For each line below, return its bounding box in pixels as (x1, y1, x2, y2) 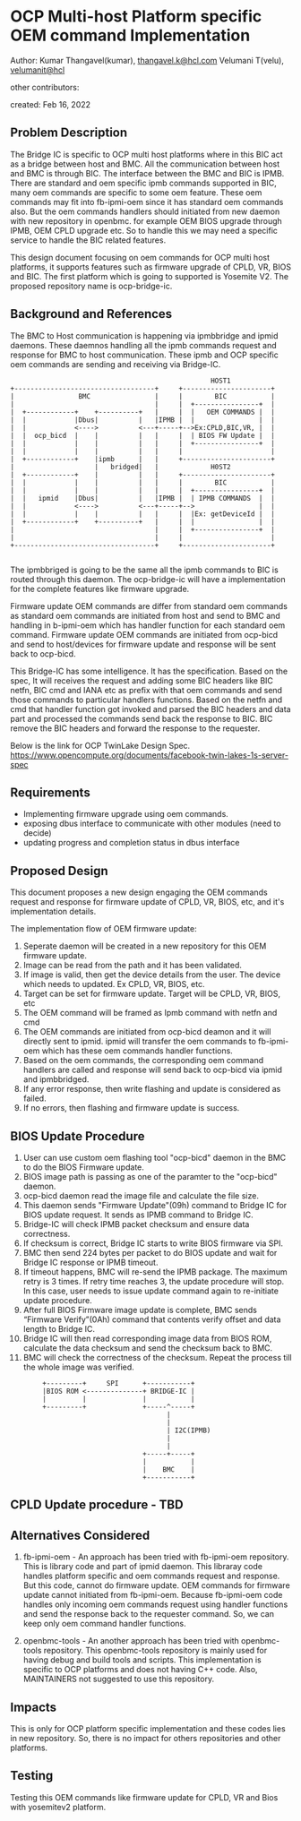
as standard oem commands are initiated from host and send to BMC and (10, 610, 280, 621)
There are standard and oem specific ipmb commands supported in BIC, (10, 177, 277, 188)
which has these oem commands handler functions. (41, 1045, 234, 1056)
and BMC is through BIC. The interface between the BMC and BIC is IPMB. (10, 167, 285, 178)
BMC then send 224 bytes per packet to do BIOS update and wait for (22, 1248, 278, 1258)
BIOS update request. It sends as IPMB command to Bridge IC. (22, 1209, 254, 1220)
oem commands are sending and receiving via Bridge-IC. (10, 358, 221, 369)
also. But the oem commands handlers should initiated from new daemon (10, 206, 280, 217)
